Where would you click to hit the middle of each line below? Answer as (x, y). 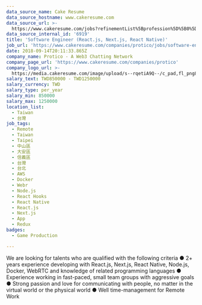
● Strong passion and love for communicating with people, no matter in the (100, 283)
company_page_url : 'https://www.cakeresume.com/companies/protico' (93, 62)
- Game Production (35, 235)
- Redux (21, 224)
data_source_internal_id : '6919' (48, 34)
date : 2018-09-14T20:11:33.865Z (47, 51)
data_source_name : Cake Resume (45, 12)
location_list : (25, 107)
